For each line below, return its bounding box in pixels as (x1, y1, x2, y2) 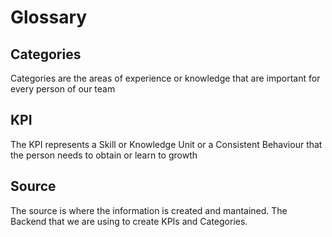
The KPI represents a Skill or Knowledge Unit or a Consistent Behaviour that (10, 138, 323, 150)
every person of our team (10, 83, 116, 95)
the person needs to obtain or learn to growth (10, 149, 198, 161)
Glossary (10, 6, 88, 29)
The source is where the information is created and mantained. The (10, 204, 288, 216)
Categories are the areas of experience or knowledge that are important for (10, 72, 321, 84)
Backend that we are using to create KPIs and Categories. (10, 215, 248, 227)
